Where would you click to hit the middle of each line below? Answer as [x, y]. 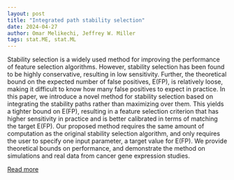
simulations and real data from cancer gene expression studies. [98, 156]
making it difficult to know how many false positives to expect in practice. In [116, 89]
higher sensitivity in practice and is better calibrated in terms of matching [112, 119]
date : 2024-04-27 [32, 27]
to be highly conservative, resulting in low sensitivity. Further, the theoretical [117, 75]
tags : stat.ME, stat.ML [42, 40]
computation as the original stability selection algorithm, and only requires [114, 134]
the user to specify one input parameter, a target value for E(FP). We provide [117, 141]
